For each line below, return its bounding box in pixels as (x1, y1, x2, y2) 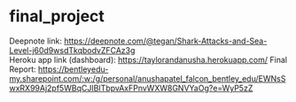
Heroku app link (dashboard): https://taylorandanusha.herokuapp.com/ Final (9, 54, 288, 65)
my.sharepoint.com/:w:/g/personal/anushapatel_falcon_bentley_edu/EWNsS (9, 73, 286, 83)
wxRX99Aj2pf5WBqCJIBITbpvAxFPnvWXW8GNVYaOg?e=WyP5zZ (9, 82, 253, 93)
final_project (9, 6, 105, 27)
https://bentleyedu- (37, 64, 109, 75)
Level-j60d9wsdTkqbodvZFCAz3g (9, 44, 136, 55)
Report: (9, 64, 37, 75)
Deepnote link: (9, 35, 62, 46)
